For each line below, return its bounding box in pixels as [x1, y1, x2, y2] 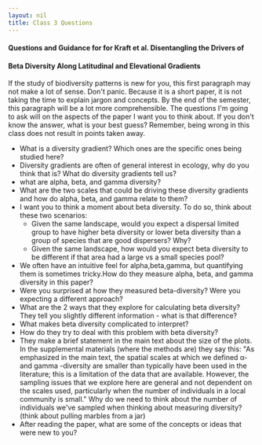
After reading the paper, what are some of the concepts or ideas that [19, 420, 242, 429]
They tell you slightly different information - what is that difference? [19, 311, 238, 321]
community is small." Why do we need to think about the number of [19, 395, 238, 404]
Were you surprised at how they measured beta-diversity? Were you [19, 286, 241, 296]
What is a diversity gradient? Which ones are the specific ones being [19, 144, 242, 153]
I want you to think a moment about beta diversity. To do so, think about [19, 202, 252, 212]
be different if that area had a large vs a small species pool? [31, 252, 225, 262]
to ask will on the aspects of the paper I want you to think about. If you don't [8, 112, 255, 122]
